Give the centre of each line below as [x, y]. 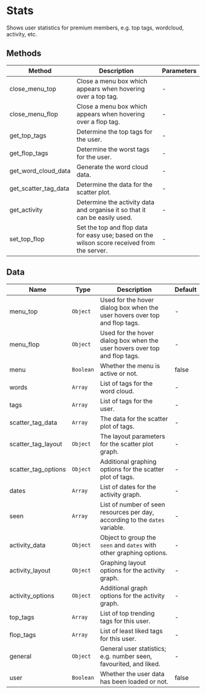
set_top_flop [27, 238]
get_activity [26, 210]
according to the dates [132, 520]
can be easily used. [104, 217]
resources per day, [127, 512]
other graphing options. [134, 552]
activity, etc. [22, 34]
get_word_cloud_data [40, 170]
